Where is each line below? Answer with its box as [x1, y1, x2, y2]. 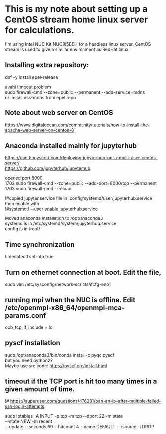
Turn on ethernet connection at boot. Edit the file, [5, 268, 162, 277]
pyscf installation [5, 339, 61, 347]
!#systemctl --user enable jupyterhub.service [5, 206, 98, 212]
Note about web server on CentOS [5, 108, 113, 117]
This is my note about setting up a [5, 3, 148, 15]
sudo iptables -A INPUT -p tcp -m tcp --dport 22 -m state [5, 413, 123, 419]
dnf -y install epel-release [5, 74, 58, 80]
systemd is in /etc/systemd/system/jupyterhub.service [5, 220, 117, 227]
